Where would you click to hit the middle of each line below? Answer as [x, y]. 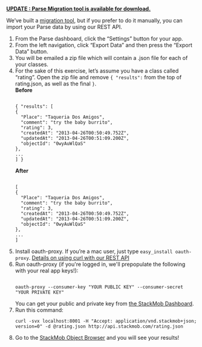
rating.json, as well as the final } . [56, 84]
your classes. [31, 64]
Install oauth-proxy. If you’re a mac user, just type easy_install [94, 251]
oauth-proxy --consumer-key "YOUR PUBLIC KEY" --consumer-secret [99, 287]
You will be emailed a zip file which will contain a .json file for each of [101, 58]
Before [24, 90]
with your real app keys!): [47, 271]
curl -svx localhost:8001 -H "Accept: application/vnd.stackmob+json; [106, 321]
